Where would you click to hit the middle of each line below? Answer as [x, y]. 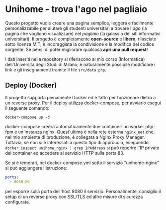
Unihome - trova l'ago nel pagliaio [76, 9]
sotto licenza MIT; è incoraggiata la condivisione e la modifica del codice [80, 44]
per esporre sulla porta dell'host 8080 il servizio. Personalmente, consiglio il [83, 191]
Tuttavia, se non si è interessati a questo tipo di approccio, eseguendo [77, 142]
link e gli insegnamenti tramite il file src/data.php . [56, 70]
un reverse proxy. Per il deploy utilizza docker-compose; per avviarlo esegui [83, 103]
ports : [12, 177]
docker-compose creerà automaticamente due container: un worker [75, 126]
